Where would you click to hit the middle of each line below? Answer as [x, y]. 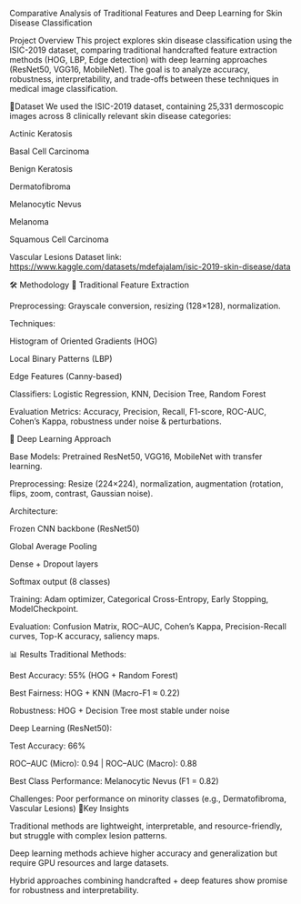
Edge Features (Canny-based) [66, 376]
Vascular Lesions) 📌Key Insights [70, 808]
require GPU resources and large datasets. [90, 863]
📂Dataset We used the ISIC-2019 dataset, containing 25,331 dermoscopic [147, 106]
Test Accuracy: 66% [48, 746]
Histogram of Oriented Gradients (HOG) [84, 341]
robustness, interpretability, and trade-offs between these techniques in [144, 79]
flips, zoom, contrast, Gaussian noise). [81, 493]
